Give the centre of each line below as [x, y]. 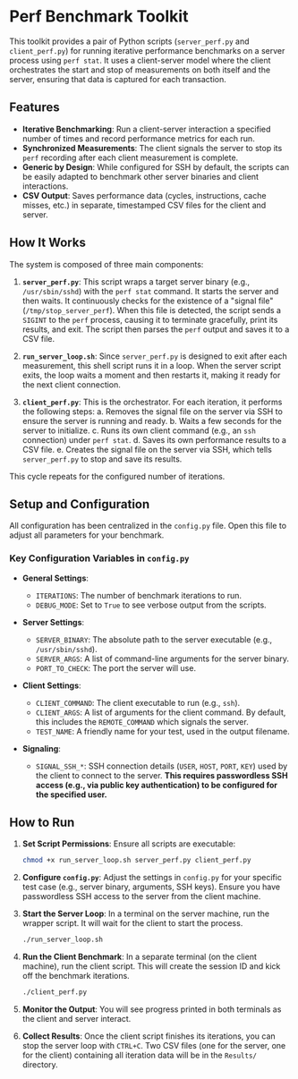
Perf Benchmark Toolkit [99, 17]
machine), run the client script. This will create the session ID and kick [151, 966]
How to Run [42, 823]
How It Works [48, 243]
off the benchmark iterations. [76, 976]
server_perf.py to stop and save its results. [102, 459]
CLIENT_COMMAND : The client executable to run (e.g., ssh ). [138, 702]
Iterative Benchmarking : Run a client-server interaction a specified [146, 129]
